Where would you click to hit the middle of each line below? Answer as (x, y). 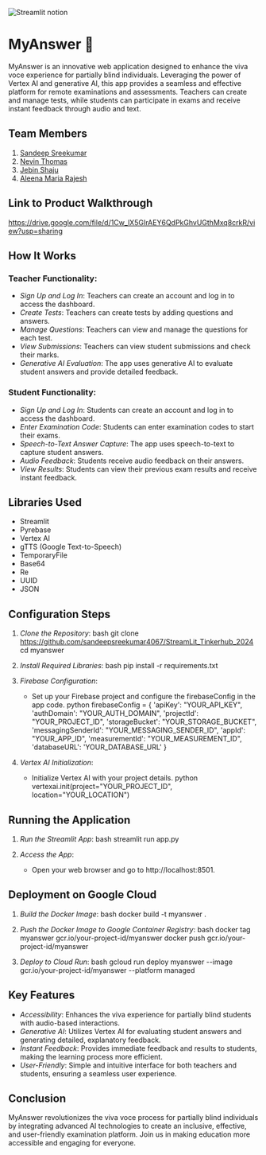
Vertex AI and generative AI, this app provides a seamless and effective (125, 83)
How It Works (42, 256)
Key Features (42, 996)
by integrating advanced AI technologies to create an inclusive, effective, (128, 1126)
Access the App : (46, 854)
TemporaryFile (43, 555)
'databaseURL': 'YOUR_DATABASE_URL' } (99, 747)
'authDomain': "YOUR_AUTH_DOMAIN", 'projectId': (115, 714)
